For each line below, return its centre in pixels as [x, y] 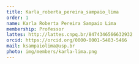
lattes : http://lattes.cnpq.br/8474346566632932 [69, 35]
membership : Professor [35, 29]
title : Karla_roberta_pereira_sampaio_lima [63, 12]
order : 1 [17, 18]
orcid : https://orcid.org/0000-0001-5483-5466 [67, 40]
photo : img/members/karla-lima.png [52, 52]
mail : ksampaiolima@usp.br [41, 46]
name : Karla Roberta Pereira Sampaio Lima [61, 23]
